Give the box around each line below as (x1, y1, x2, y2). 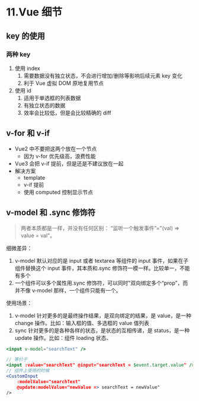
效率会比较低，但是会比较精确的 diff (23, 109, 111, 116)
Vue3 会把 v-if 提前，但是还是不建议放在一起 (14, 160, 124, 167)
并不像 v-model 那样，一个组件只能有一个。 (14, 287, 121, 294)
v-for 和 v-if (6, 128, 50, 138)
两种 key (6, 50, 31, 58)
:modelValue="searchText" (17, 378, 81, 384)
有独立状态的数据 (23, 101, 66, 109)
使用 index (14, 65, 40, 72)
